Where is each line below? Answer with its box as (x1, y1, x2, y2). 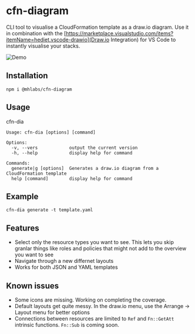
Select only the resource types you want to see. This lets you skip (14, 239, 174, 246)
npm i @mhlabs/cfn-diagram (6, 86, 72, 92)
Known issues (6, 280, 59, 290)
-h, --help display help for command (11, 150, 133, 156)
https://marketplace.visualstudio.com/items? (65, 29, 174, 36)
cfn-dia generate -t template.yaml (6, 207, 93, 213)
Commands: (6, 160, 31, 166)
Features (6, 223, 39, 233)
